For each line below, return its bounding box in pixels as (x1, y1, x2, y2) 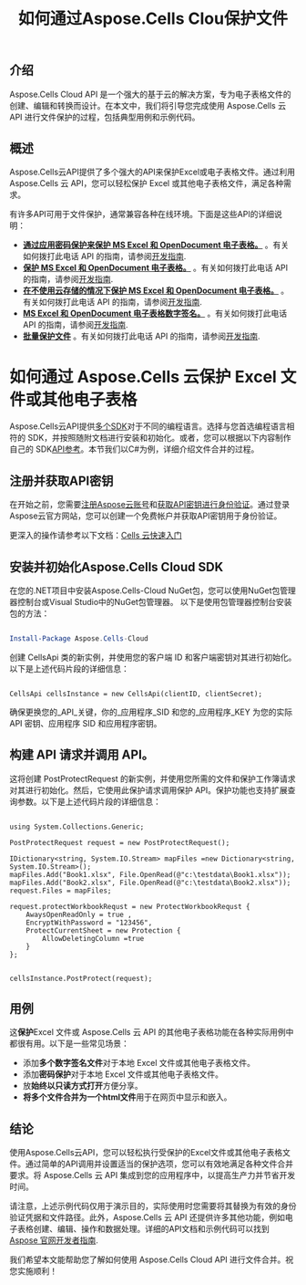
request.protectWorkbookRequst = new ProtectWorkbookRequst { (9, 902, 250, 911)
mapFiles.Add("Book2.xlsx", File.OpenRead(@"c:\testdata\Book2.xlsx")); (9, 878, 291, 887)
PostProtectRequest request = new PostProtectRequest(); (9, 838, 230, 847)
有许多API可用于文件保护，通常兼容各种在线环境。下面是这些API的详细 (9, 209, 275, 220)
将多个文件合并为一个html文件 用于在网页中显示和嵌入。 (22, 1092, 232, 1102)
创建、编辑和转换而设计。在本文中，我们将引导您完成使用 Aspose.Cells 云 (9, 99, 287, 110)
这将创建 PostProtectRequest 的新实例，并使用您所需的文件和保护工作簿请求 (9, 773, 296, 784)
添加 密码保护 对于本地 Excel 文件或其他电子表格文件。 (22, 1069, 223, 1080)
